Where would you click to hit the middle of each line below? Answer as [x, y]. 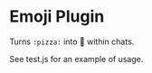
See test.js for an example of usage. [76, 59]
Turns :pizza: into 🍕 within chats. [72, 41]
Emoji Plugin [57, 17]
